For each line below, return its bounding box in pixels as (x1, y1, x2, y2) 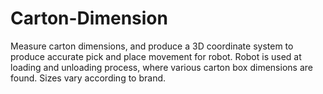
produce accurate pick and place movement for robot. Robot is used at (10, 50, 302, 62)
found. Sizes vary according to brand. (10, 72, 167, 84)
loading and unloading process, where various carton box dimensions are (10, 61, 313, 73)
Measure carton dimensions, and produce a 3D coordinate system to (10, 40, 294, 52)
